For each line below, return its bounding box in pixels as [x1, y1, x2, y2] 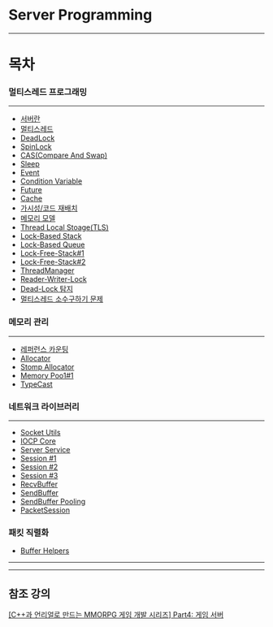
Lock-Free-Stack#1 [19, 249, 84, 258]
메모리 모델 [19, 214, 56, 223]
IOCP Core [19, 436, 57, 446]
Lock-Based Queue [19, 240, 85, 249]
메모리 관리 [8, 317, 50, 328]
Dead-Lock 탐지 [19, 284, 73, 294]
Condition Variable [19, 176, 83, 186]
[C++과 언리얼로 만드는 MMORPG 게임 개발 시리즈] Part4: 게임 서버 [8, 610, 224, 620]
